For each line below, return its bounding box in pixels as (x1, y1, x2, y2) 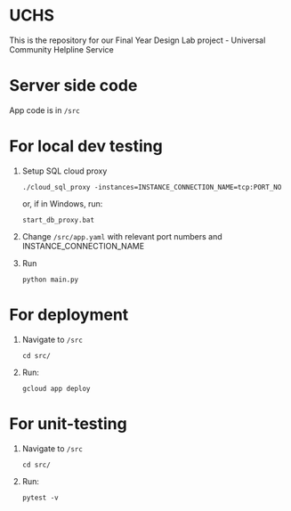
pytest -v (21, 493, 60, 502)
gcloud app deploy (21, 384, 91, 393)
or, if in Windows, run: (21, 198, 103, 209)
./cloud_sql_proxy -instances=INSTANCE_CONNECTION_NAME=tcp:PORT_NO (21, 182, 282, 191)
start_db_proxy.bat (21, 215, 95, 224)
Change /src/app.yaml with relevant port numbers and (21, 231, 222, 241)
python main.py (21, 275, 79, 284)
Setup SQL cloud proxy (21, 166, 108, 176)
